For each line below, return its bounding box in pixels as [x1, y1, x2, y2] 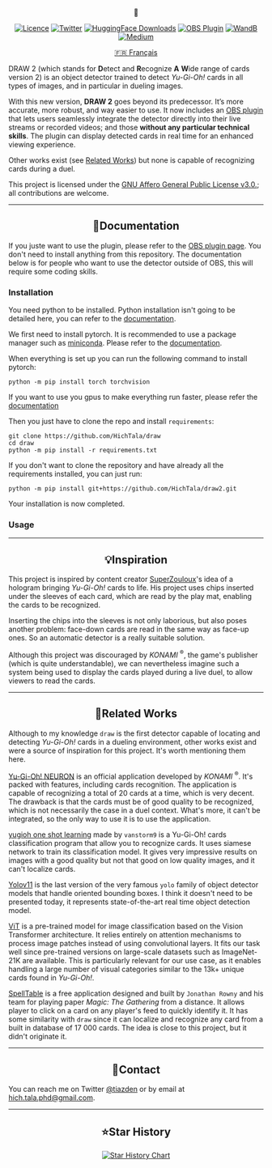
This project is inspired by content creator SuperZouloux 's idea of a [8, 575, 233, 584]
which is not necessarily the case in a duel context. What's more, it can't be [8, 805, 261, 815]
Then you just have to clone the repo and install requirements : [8, 417, 215, 427]
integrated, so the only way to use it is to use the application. [8, 814, 211, 824]
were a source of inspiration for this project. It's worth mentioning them [8, 745, 246, 755]
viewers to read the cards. [8, 676, 96, 686]
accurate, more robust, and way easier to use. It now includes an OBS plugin [8, 105, 264, 115]
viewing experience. [8, 140, 76, 149]
